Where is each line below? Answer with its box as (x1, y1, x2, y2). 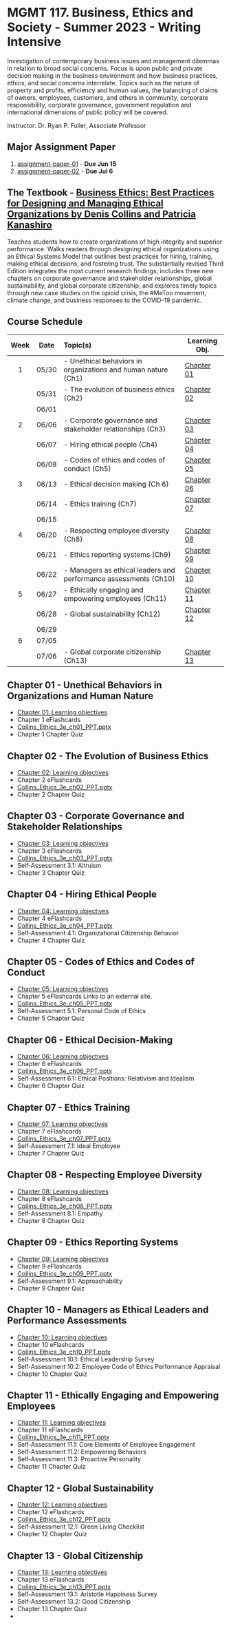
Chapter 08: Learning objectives (16, 1187, 109, 1196)
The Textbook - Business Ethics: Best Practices (7, 187, 214, 199)
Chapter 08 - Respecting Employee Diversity (7, 1169, 203, 1181)
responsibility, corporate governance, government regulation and (7, 100, 192, 109)
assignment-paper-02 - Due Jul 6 (16, 167, 113, 175)
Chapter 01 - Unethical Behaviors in (7, 679, 162, 691)
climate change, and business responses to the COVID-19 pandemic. (7, 296, 202, 304)
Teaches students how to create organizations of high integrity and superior (7, 237, 223, 246)
